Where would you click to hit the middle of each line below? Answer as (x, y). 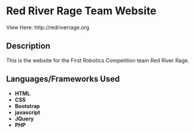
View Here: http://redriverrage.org (48, 27)
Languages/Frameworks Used (63, 79)
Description (28, 46)
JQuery (24, 118)
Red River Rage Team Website (81, 11)
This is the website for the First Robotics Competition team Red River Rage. (98, 60)
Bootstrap (27, 106)
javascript (27, 112)
